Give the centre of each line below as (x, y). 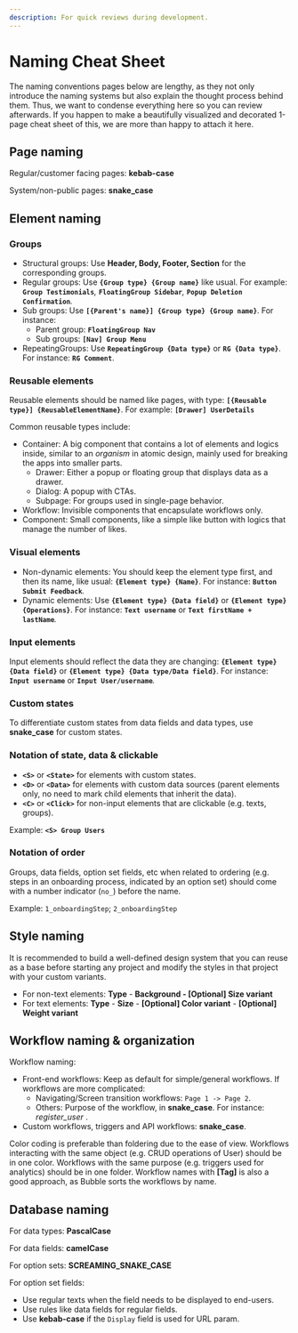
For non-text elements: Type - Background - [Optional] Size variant (147, 994)
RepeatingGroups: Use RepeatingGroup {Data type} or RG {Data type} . (152, 349)
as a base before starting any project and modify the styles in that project (144, 967)
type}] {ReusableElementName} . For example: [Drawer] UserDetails (132, 409)
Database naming (59, 1210)
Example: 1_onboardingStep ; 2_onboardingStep (93, 908)
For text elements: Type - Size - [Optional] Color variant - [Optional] (149, 1003)
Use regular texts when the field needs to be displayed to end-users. (148, 1300)
